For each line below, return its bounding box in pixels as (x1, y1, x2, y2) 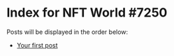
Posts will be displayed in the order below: (6, 28, 129, 36)
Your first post (16, 41, 58, 49)
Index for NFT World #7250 (6, 5, 168, 21)
